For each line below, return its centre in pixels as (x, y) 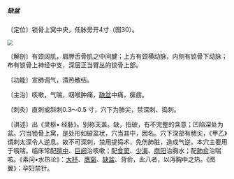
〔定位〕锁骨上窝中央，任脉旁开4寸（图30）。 (73, 29)
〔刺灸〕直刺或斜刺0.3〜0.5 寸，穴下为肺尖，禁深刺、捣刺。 (94, 109)
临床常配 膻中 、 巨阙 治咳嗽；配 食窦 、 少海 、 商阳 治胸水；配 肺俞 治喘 (126, 150)
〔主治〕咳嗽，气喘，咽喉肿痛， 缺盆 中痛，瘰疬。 (78, 94)
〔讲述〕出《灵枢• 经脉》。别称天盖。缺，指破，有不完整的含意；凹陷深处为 (115, 124)
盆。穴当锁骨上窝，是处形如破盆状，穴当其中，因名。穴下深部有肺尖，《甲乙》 (117, 133)
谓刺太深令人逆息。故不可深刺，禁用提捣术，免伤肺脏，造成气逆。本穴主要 (114, 142)
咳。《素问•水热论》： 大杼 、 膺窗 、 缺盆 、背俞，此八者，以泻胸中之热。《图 (111, 159)
